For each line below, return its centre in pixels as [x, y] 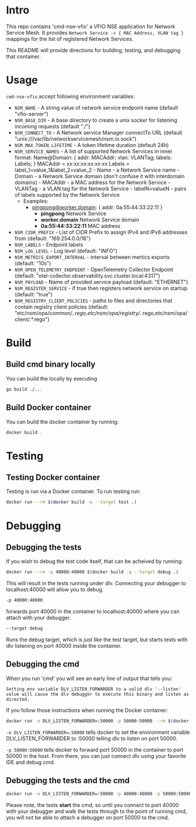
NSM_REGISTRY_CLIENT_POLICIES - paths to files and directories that [93, 300]
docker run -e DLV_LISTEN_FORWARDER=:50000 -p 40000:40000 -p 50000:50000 [99, 794]
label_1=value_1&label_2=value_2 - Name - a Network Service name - [97, 170]
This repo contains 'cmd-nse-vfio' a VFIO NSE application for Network [91, 26]
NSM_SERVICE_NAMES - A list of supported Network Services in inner [93, 151]
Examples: [36, 201]
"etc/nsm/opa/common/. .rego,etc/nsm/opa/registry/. [78, 313]
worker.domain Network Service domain [90, 220]
